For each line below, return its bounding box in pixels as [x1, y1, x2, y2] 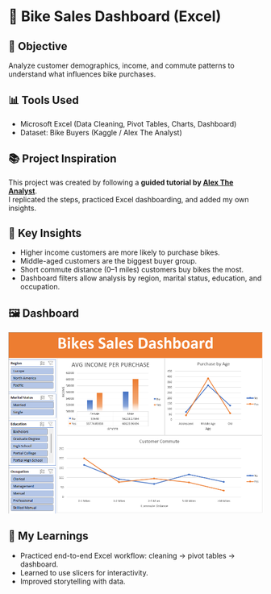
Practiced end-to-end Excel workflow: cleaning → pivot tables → [19, 550, 236, 560]
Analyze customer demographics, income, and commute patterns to [8, 60, 236, 70]
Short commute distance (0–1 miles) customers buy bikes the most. [19, 265, 244, 275]
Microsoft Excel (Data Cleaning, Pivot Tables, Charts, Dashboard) [19, 118, 237, 128]
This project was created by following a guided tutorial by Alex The [8, 177, 234, 187]
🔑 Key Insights [8, 226, 82, 240]
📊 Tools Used [8, 93, 79, 107]
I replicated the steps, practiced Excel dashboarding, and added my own [8, 194, 249, 204]
